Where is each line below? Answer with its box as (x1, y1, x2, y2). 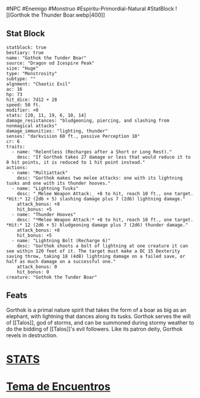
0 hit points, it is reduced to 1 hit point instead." (6, 159, 146, 165)
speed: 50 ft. (6, 101, 42, 108)
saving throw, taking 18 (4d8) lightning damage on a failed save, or (6, 253, 186, 259)
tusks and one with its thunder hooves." (6, 180, 111, 186)
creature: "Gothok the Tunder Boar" (6, 274, 97, 280)
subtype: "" (6, 76, 36, 82)
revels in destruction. (6, 331, 58, 339)
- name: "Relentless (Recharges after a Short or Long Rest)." (11, 149, 172, 155)
